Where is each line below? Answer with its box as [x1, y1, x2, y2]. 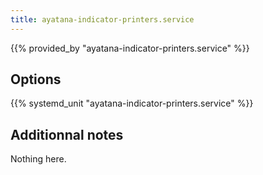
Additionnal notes [10, 126, 124, 143]
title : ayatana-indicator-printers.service [10, 14, 195, 25]
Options [10, 71, 62, 88]
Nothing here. [10, 153, 67, 165]
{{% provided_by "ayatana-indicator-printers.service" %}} [10, 42, 250, 54]
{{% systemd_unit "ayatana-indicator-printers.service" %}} [10, 97, 254, 110]
